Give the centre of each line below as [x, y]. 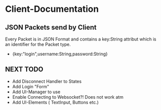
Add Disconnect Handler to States [47, 81]
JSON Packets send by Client [51, 27]
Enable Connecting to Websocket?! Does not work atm [68, 97]
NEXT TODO [24, 69]
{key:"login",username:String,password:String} [60, 54]
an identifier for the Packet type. [38, 44]
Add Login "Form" [31, 86]
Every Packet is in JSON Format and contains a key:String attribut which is [81, 39]
